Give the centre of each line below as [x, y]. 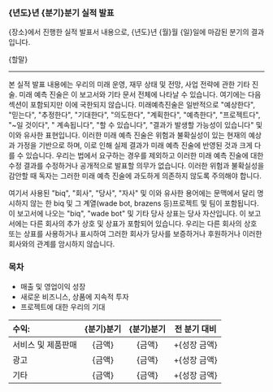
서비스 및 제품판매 [45, 345]
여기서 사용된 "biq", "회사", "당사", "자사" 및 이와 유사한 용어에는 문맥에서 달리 [132, 194]
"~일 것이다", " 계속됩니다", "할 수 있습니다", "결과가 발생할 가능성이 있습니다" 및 [135, 125]
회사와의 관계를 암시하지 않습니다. [62, 244]
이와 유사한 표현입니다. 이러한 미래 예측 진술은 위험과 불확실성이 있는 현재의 [128, 135]
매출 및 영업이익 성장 [53, 286]
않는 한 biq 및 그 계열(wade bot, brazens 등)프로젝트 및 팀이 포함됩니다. [144, 203]
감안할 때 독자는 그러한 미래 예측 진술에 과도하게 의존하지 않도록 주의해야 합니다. [135, 176]
